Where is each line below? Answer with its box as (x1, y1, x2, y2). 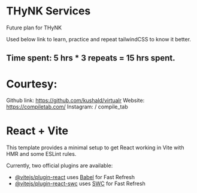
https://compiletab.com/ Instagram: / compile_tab (6, 103, 128, 110)
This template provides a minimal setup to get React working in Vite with (6, 144, 184, 151)
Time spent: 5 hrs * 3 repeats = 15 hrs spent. (6, 53, 175, 64)
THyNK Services (6, 4, 91, 18)
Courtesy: (6, 77, 57, 91)
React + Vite (6, 124, 69, 138)
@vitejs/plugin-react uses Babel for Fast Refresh (14, 174, 135, 181)
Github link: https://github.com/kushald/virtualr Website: (6, 97, 145, 104)
